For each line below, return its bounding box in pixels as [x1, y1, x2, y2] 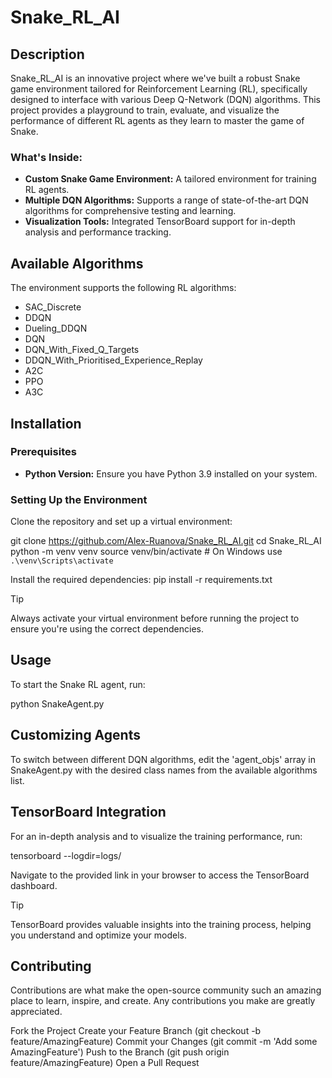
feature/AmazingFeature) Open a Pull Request [10, 1057, 200, 1069]
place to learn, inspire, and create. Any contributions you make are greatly [10, 995, 316, 1007]
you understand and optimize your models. [10, 929, 187, 941]
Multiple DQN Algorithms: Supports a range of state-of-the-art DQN [24, 194, 309, 206]
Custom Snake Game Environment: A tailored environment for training [24, 173, 317, 185]
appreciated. [10, 1006, 63, 1018]
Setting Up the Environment [10, 492, 148, 506]
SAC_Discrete [24, 301, 82, 313]
